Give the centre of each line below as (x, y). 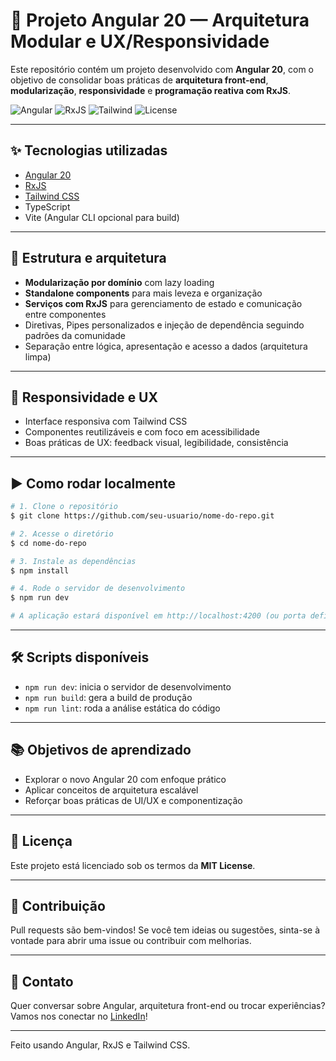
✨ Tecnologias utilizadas (89, 150)
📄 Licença (41, 841)
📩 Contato (42, 981)
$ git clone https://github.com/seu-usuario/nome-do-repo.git (142, 516)
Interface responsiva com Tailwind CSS (106, 421)
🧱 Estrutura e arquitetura (88, 258)
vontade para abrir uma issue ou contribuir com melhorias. (131, 941)
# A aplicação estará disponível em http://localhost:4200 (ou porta (158, 616)
